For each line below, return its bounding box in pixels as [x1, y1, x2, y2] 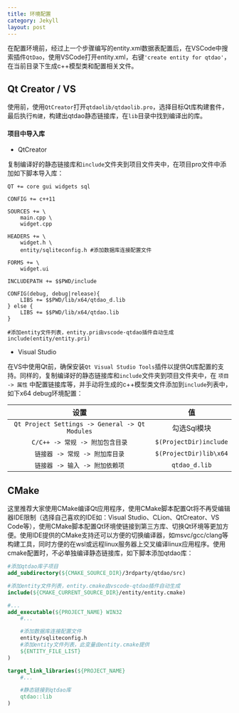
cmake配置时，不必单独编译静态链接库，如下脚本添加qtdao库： [7, 549, 193, 557]
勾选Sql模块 [171, 423, 212, 433]
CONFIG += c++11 [7, 196, 55, 203]
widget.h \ [20, 239, 53, 246]
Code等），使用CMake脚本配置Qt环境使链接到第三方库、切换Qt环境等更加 [7, 522, 223, 531]
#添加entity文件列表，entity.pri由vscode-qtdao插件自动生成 [7, 329, 174, 337]
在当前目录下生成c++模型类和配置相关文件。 [7, 62, 138, 70]
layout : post [7, 23, 46, 31]
